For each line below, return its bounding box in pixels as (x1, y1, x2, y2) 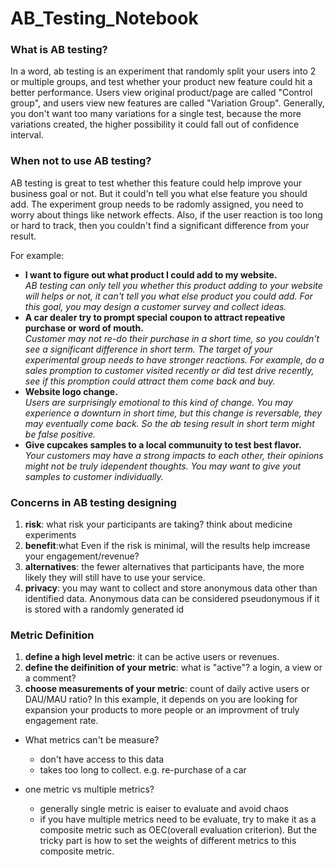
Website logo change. (24, 385, 118, 397)
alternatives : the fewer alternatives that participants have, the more (24, 561, 305, 573)
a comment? (24, 672, 77, 684)
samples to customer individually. (24, 470, 164, 482)
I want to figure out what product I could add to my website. (24, 268, 278, 281)
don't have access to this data (39, 753, 165, 766)
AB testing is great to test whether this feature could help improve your (10, 177, 302, 189)
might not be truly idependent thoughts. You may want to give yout (24, 460, 302, 472)
